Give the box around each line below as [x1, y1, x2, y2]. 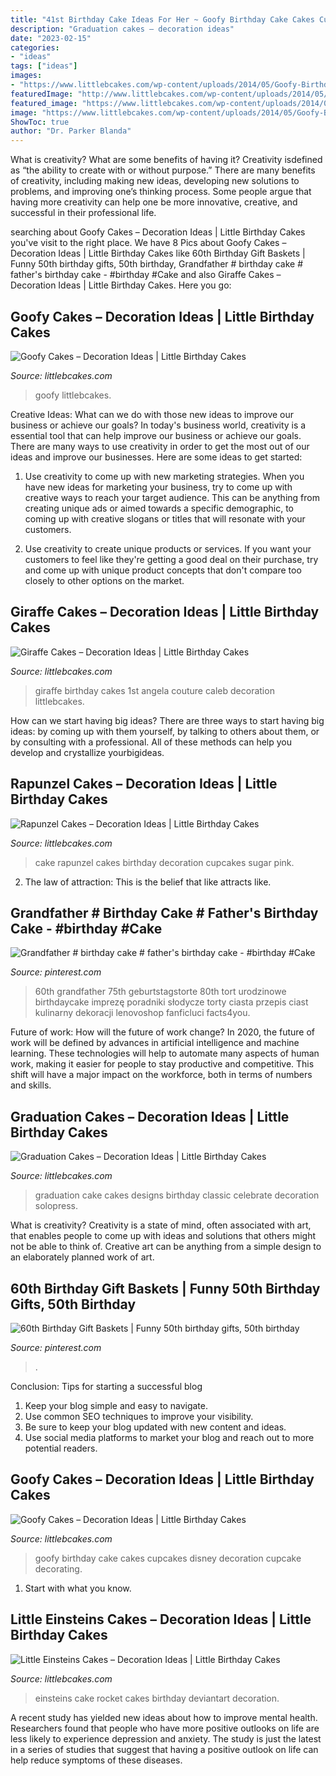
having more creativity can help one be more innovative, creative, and [10, 196, 298, 208]
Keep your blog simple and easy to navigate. [24, 1400, 208, 1411]
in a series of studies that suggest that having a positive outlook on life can [10, 1743, 319, 1755]
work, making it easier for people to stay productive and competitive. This [10, 1058, 315, 1070]
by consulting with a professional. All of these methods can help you [10, 736, 293, 748]
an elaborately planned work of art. [10, 1251, 155, 1263]
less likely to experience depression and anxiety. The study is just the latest [10, 1732, 322, 1745]
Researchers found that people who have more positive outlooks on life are [10, 1722, 320, 1734]
